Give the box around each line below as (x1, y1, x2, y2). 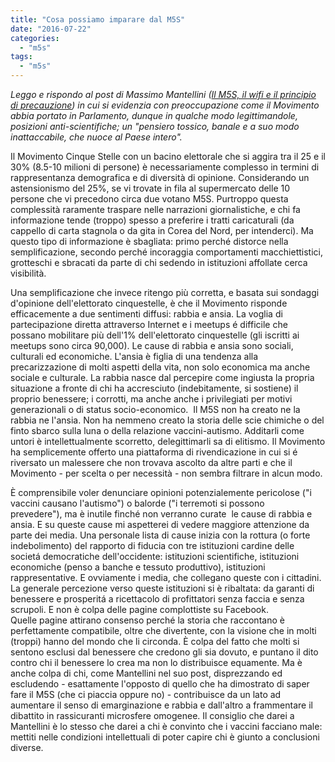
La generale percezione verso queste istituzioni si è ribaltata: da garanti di (10, 582, 315, 594)
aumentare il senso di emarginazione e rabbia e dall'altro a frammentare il (10, 699, 313, 711)
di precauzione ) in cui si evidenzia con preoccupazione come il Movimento (10, 99, 320, 111)
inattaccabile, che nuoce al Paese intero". (10, 131, 183, 143)
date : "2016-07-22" (10, 24, 92, 34)
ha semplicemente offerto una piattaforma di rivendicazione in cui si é (10, 446, 298, 458)
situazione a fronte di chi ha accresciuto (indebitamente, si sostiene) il (10, 382, 299, 394)
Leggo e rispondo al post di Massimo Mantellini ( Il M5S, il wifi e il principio (10, 89, 317, 100)
